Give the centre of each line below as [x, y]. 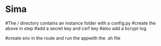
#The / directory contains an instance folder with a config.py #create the [80, 23]
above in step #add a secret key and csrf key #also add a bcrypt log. [76, 28]
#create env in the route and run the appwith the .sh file [63, 38]
